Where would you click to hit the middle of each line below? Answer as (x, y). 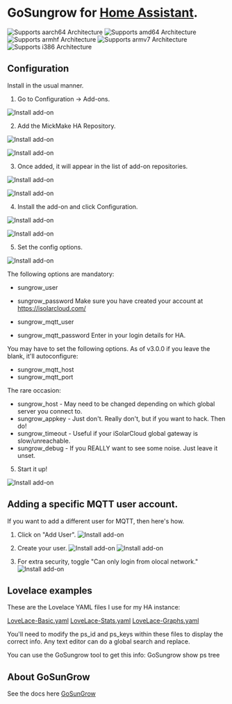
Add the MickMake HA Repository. (66, 126)
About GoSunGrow (49, 677)
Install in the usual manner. (45, 85)
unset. (26, 455)
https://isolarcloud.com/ (52, 308)
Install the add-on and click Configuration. (77, 206)
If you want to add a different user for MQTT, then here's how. (96, 521)
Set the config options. (50, 247)
